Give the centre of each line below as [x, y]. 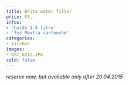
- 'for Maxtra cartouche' [38, 33]
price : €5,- [21, 17]
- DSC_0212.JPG [25, 55]
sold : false [21, 60]
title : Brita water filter [39, 11]
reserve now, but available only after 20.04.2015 [64, 77]
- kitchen [18, 44]
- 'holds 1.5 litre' [31, 28]
